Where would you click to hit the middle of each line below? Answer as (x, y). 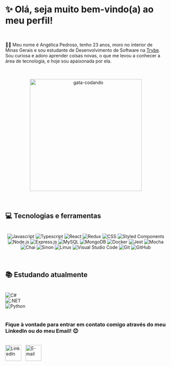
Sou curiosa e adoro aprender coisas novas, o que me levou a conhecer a (83, 55)
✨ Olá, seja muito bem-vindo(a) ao (80, 9)
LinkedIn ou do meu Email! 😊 (42, 331)
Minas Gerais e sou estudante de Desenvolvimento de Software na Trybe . (83, 50)
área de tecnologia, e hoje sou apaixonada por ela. (58, 61)
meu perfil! (29, 21)
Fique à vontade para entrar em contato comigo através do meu (86, 325)
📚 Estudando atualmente (46, 275)
